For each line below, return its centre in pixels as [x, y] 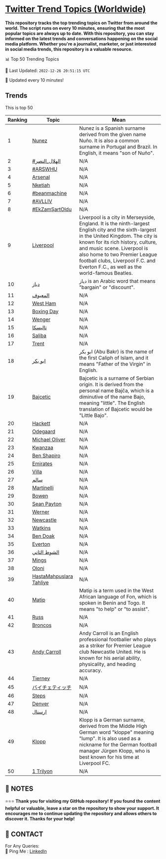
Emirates [42, 463]
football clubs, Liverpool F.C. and [117, 260]
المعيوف [41, 295]
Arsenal [41, 177]
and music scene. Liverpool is [113, 248]
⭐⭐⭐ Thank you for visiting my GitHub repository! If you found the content [83, 801]
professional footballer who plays [118, 639]
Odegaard [44, 431]
